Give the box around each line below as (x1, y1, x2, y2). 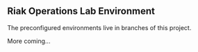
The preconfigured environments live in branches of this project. (7, 23, 192, 31)
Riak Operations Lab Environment (7, 5, 155, 17)
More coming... (7, 37, 51, 45)
